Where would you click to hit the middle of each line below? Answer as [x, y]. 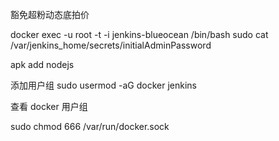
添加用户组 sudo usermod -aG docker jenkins [103, 85]
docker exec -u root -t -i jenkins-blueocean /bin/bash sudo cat [139, 34]
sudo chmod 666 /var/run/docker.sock [90, 126]
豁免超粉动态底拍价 [50, 14]
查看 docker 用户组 [49, 106]
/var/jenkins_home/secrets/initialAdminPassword [111, 45]
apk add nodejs [42, 64]
